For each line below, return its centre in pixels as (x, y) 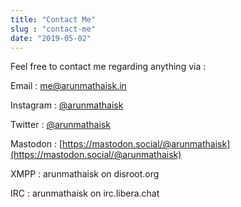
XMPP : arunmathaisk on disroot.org (85, 174)
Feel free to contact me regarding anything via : (108, 67)
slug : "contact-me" (53, 29)
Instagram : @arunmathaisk (67, 105)
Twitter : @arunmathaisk (60, 125)
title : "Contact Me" (53, 19)
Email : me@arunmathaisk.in (68, 86)
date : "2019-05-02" (51, 38)
